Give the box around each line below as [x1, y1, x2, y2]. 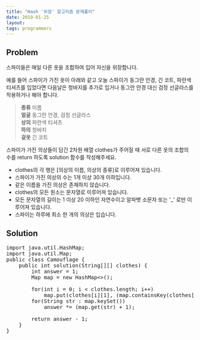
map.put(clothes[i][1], [43, 292, 113, 298]
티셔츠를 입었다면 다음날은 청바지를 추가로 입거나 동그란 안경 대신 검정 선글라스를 [6, 84, 194, 91]
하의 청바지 [20, 126, 47, 134]
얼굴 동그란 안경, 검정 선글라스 [20, 111, 91, 119]
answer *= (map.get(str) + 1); [43, 304, 135, 310]
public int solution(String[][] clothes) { [18, 262, 148, 269]
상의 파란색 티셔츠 [20, 119, 62, 126]
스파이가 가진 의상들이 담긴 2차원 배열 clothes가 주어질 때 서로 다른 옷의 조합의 [6, 146, 189, 153]
